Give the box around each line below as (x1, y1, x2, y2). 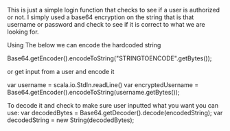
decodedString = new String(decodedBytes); (7, 116, 135, 124)
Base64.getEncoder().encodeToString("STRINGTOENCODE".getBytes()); (7, 54, 212, 62)
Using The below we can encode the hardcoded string (7, 41, 161, 49)
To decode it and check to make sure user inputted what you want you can (7, 102, 219, 109)
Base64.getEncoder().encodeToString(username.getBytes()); (7, 88, 180, 96)
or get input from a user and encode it (7, 68, 115, 75)
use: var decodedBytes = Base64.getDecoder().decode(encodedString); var (7, 109, 223, 117)
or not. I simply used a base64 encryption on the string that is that (7, 13, 194, 21)
